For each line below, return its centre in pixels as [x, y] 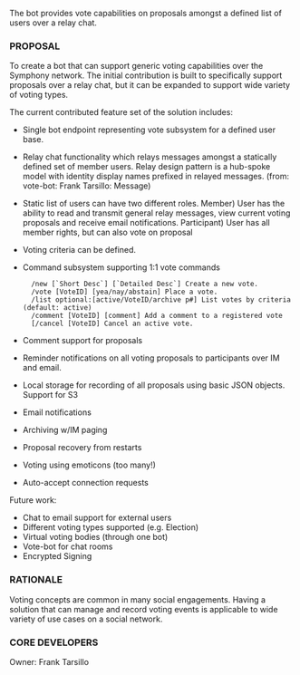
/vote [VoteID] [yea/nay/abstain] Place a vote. [125, 292]
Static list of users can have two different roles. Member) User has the [154, 204]
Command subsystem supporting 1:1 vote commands [121, 267]
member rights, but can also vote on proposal [107, 232]
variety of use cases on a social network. [86, 619]
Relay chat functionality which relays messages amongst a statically [150, 157]
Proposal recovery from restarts [82, 448]
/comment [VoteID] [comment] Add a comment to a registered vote [157, 316]
